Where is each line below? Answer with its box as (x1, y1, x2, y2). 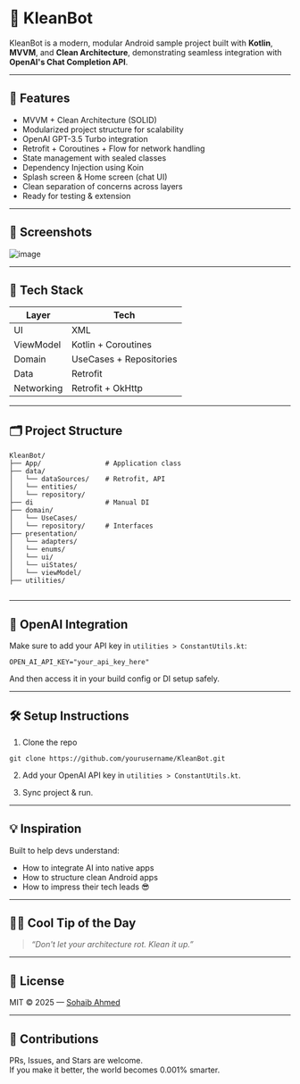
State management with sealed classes (21, 152, 167, 163)
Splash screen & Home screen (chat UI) (21, 171, 168, 182)
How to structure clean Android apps (21, 871, 159, 882)
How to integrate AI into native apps (21, 862, 154, 873)
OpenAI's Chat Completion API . (9, 56, 129, 67)
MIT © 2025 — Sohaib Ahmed (9, 997, 121, 1008)
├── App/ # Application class (9, 459, 181, 468)
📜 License (9, 973, 65, 988)
